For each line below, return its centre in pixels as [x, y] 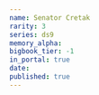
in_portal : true [40, 60]
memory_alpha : [36, 43]
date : [19, 69]
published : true [40, 77]
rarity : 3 [28, 26]
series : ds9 [31, 34]
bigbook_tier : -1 [42, 52]
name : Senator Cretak [50, 18]
